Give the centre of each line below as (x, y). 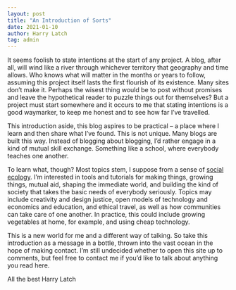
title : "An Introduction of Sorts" (60, 20)
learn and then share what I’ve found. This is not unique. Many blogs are (112, 134)
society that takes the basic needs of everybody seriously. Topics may (110, 192)
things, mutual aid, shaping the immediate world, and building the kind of (113, 184)
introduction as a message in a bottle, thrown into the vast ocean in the (110, 243)
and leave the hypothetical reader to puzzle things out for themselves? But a (118, 97)
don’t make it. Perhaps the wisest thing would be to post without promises (115, 90)
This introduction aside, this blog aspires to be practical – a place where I (113, 126)
